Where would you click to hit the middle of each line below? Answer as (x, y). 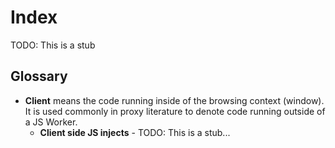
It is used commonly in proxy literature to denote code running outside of (175, 111)
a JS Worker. (51, 122)
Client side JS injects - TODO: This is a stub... (135, 132)
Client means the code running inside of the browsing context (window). (174, 100)
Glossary (39, 76)
